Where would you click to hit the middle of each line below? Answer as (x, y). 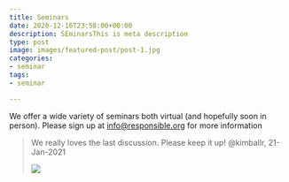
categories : (31, 58)
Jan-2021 (48, 152)
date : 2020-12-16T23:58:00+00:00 (71, 26)
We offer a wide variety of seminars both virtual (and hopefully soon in (138, 116)
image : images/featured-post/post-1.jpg (85, 50)
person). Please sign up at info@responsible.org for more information (136, 125)
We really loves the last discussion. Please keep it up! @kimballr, (148, 142)
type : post (29, 42)
